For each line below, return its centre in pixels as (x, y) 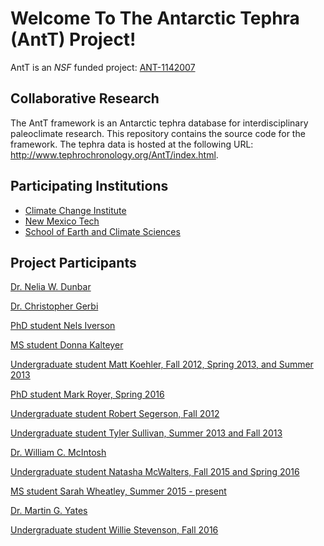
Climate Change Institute (75, 210)
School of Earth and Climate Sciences (102, 231)
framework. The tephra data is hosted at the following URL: (132, 144)
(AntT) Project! (73, 39)
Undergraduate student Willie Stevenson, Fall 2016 (114, 530)
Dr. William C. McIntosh (58, 453)
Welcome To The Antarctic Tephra (155, 18)
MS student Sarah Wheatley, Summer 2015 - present (118, 491)
